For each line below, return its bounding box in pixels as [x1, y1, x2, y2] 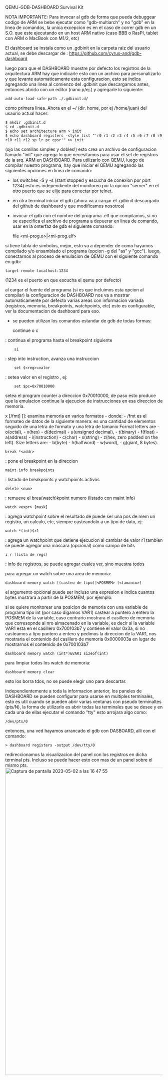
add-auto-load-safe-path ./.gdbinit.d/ [5, 96, 88, 101]
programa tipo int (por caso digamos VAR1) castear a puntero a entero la [5, 609, 154, 615]
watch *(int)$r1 [5, 528, 39, 533]
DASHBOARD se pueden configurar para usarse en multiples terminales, [5, 693, 154, 699]
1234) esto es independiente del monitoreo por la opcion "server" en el [12, 183, 159, 188]
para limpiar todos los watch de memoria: [5, 660, 91, 665]
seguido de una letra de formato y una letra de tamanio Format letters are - [5, 424, 159, 430]
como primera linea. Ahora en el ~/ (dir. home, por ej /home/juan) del [5, 105, 147, 111]
